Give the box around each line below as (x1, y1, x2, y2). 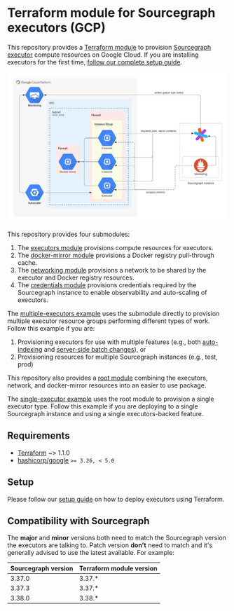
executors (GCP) (7, 20, 106, 36)
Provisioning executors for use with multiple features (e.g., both (17, 338, 201, 346)
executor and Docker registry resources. (17, 273, 135, 282)
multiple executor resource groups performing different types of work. (7, 317, 210, 325)
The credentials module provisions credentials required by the (17, 280, 197, 289)
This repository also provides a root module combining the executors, (7, 373, 208, 382)
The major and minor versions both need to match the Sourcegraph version (7, 534, 226, 542)
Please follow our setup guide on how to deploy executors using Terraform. (7, 495, 225, 503)
